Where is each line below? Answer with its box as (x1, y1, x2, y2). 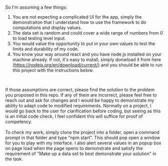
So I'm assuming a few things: (5, 5, 68, 10)
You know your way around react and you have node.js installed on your (12, 51, 162, 57)
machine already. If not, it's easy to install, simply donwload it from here (12, 57, 161, 62)
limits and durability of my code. (12, 46, 79, 52)
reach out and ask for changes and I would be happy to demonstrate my (5, 97, 154, 103)
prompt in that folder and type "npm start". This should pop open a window (5, 135, 160, 140)
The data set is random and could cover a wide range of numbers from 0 (12, 30, 163, 36)
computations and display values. (12, 25, 82, 31)
